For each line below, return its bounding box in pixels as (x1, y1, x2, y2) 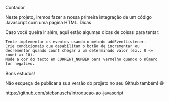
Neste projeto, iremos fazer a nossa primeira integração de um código (5, 14, 152, 20)
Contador (5, 5, 25, 10)
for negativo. (5, 61, 36, 66)
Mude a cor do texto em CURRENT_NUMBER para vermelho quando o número (5, 57, 158, 62)
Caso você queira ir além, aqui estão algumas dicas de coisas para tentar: (5, 29, 160, 35)
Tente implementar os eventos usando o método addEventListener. (5, 39, 146, 44)
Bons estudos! (5, 71, 36, 76)
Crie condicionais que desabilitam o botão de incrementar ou (5, 44, 140, 49)
